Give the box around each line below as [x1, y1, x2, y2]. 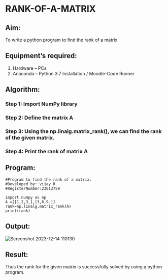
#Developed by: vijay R [5, 181, 56, 186]
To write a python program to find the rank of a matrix [5, 37, 118, 43]
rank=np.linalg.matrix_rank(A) [5, 204, 72, 209]
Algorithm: [5, 85, 40, 94]
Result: [5, 250, 28, 259]
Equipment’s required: [5, 51, 77, 60]
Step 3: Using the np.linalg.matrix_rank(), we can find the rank [5, 128, 162, 135]
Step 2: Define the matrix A [5, 114, 74, 121]
